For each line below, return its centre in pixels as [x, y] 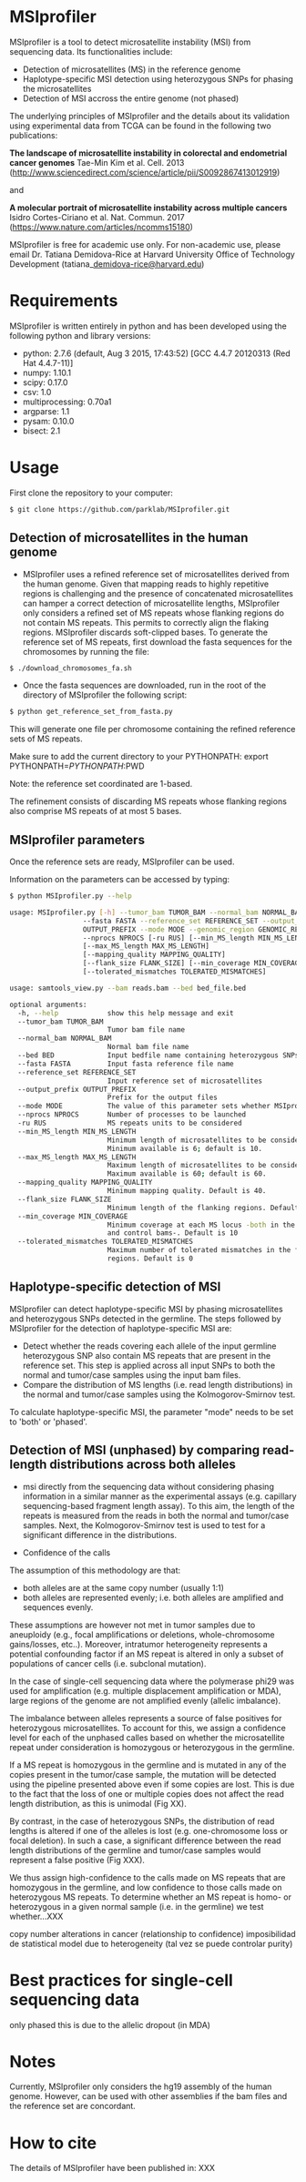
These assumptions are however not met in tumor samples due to [133, 1625]
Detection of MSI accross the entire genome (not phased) [131, 98]
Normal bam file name [148, 1047]
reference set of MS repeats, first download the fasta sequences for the [158, 642]
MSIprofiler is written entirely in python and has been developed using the [148, 326]
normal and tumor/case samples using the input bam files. [132, 1375]
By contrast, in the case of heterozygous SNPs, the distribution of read [142, 1821]
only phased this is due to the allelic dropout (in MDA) [110, 2024]
